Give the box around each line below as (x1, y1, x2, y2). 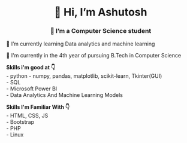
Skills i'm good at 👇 (6, 64, 56, 71)
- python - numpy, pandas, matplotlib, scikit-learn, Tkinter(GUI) (6, 72, 162, 80)
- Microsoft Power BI (6, 85, 58, 92)
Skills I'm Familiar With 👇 (6, 104, 70, 111)
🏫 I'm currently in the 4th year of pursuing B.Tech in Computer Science (6, 52, 182, 59)
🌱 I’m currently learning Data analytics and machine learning (6, 40, 155, 47)
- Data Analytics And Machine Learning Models (6, 92, 123, 99)
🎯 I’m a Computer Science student (50, 27, 152, 35)
